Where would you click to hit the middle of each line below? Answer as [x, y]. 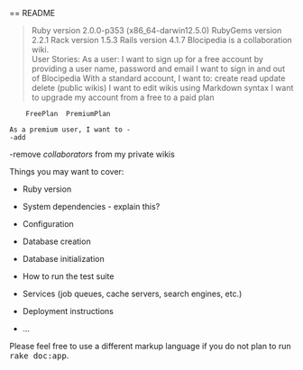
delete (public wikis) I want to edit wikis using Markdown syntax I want [162, 88]
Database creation [57, 241]
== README [32, 13]
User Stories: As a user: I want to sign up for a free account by [147, 59]
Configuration [48, 224]
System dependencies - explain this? [91, 207]
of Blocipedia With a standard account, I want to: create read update [158, 78]
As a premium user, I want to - [70, 130]
